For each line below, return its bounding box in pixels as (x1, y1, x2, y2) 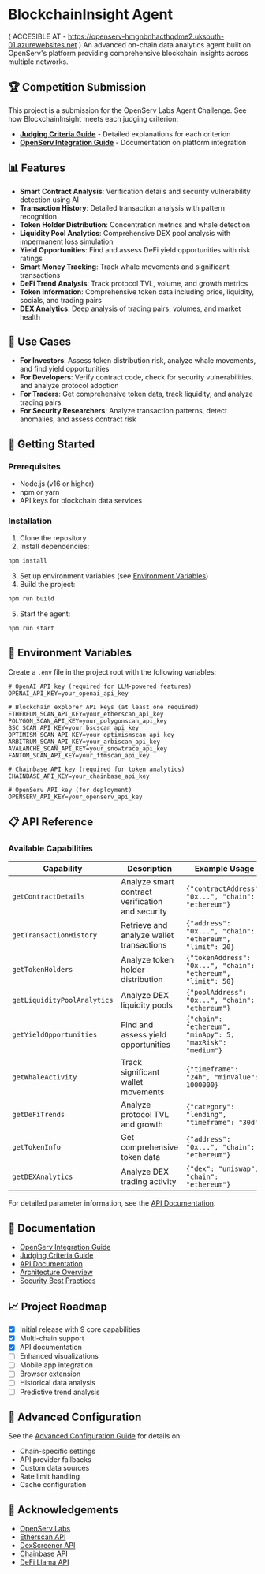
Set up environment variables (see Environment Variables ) (19, 571, 209, 581)
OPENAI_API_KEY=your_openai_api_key (8, 689, 129, 697)
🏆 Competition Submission (8, 80, 147, 94)
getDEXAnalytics (12, 1172, 73, 1181)
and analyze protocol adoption (19, 381, 119, 391)
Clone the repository (19, 533, 87, 543)
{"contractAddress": (185, 884, 263, 893)
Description (127, 863, 172, 874)
